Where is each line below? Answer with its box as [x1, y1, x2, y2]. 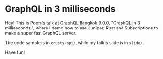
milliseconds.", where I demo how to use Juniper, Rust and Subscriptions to [5, 25, 158, 30]
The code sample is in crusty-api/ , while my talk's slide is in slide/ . [5, 39, 144, 45]
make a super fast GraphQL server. [5, 30, 77, 36]
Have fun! [5, 49, 25, 55]
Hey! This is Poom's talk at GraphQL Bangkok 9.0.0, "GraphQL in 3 [5, 20, 140, 26]
